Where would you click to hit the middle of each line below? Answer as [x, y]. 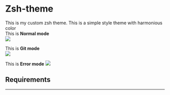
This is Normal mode [27, 33]
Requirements [28, 80]
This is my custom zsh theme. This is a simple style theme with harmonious [84, 23]
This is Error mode [25, 64]
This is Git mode [23, 48]
